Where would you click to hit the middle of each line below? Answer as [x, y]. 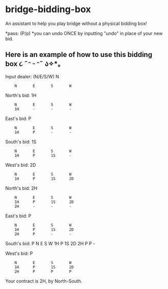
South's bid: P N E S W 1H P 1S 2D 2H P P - [50, 243]
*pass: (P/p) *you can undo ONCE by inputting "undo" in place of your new [84, 33]
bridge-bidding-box [48, 9]
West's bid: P [19, 253]
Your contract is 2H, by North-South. [44, 281]
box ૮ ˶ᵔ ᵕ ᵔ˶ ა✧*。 [35, 64]
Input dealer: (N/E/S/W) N [32, 76]
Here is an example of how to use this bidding [79, 55]
